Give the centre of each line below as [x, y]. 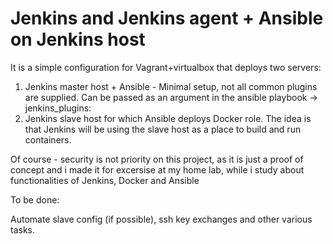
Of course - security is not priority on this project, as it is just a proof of [157, 159]
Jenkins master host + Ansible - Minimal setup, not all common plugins [171, 86]
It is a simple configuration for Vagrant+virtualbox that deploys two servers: [166, 67]
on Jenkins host [78, 39]
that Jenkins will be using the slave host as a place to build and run [163, 129]
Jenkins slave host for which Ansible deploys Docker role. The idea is [168, 118]
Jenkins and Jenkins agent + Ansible [167, 18]
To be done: [35, 199]
